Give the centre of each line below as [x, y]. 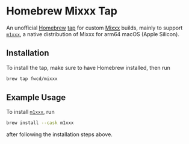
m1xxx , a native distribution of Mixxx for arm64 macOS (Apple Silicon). [93, 34]
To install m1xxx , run [31, 112]
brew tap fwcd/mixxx [32, 79]
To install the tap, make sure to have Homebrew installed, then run [88, 67]
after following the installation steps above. [60, 134]
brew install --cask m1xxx [40, 123]
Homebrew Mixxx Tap [62, 11]
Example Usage [36, 98]
